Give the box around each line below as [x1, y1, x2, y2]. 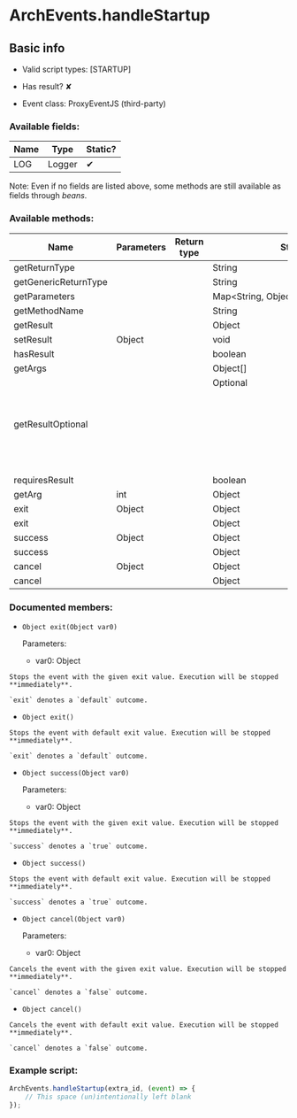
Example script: [9, 1064, 78, 1076]
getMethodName [13, 305, 84, 317]
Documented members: [9, 601, 113, 613]
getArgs [13, 362, 47, 374]
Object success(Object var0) [21, 768, 130, 777]
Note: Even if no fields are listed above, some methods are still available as [9, 181, 281, 191]
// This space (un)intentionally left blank [25, 1092, 192, 1102]
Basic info [9, 41, 65, 56]
